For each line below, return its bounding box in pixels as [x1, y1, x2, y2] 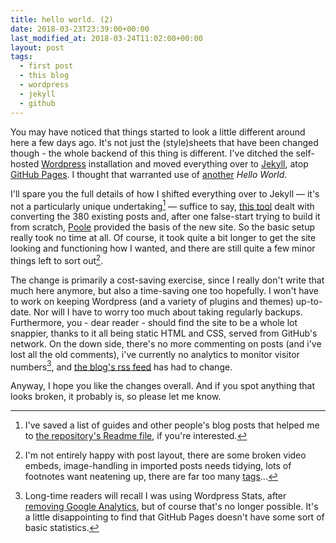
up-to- [295, 295, 323, 307]
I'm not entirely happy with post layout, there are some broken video [24, 449, 307, 461]
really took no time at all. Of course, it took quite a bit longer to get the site [10, 232, 317, 244]
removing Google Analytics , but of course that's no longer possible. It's [24, 501, 319, 513]
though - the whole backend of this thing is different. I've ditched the [10, 147, 294, 159]
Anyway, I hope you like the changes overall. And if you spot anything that [10, 380, 316, 392]
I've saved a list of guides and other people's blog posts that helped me [24, 419, 320, 431]
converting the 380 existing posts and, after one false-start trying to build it [10, 211, 321, 223]
